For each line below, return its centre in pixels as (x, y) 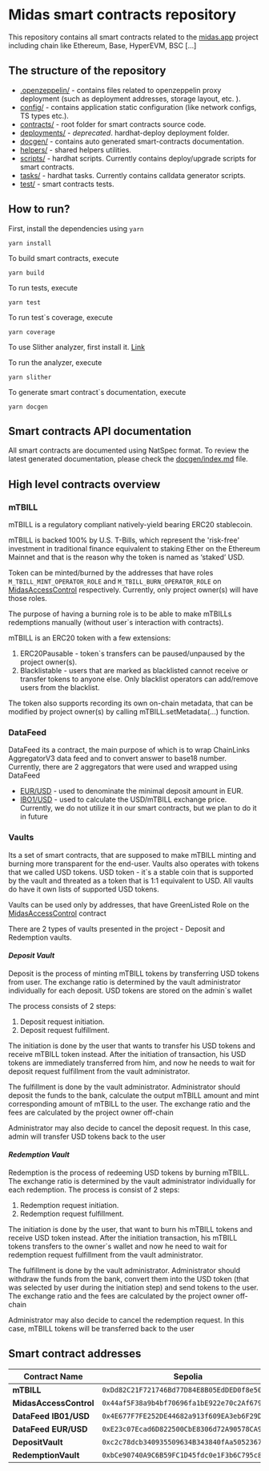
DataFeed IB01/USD (51, 1416)
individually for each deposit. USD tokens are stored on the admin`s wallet (130, 990)
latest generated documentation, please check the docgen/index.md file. (128, 459)
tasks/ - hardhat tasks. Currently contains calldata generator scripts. (132, 175)
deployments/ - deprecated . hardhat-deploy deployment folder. (124, 132)
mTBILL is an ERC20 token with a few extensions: (90, 638)
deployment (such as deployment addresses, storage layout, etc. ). (130, 99)
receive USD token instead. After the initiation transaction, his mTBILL (123, 1238)
